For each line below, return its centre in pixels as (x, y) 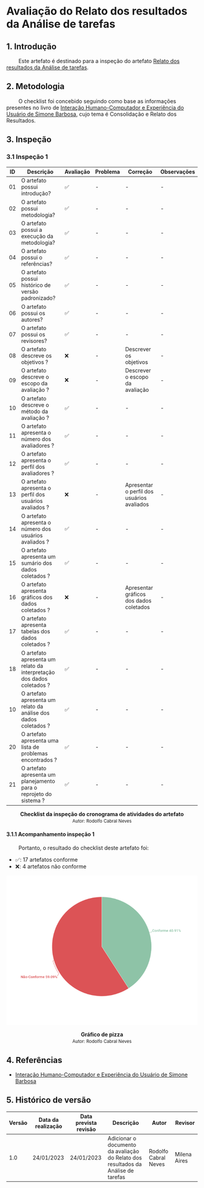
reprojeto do (36, 794)
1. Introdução (31, 46)
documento (122, 1144)
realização (49, 1126)
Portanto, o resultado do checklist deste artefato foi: (83, 848)
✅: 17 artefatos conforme (46, 859)
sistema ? (33, 801)
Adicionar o (122, 1138)
